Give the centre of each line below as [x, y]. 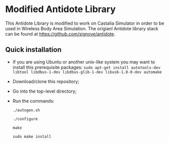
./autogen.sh [26, 110]
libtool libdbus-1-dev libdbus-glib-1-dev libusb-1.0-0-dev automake [87, 72]
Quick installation [34, 50]
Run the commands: [33, 101]
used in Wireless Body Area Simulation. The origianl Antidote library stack [82, 28]
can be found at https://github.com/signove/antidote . [60, 34]
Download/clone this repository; [46, 81]
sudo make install [32, 136]
